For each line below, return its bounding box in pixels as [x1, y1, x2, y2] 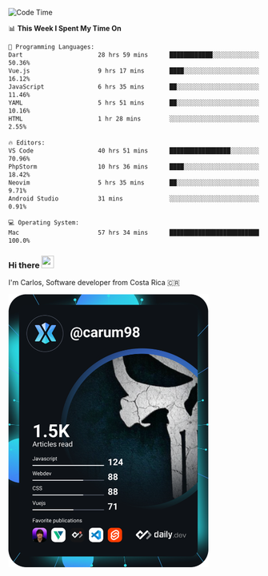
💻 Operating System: [8, 219, 80, 227]
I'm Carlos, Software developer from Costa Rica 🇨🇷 [8, 278, 180, 288]
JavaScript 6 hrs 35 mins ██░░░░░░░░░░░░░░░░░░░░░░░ [8, 83, 260, 91]
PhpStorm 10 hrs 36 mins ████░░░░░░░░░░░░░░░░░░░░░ [8, 163, 260, 171]
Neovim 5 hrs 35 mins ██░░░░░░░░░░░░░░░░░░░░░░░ [8, 179, 260, 187]
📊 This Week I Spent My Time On [8, 24, 122, 33]
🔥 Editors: [8, 139, 46, 147]
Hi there [8, 260, 40, 271]
